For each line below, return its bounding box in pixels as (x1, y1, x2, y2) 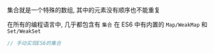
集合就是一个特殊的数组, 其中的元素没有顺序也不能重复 (7, 6, 161, 14)
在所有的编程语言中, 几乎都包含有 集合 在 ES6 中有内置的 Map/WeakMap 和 (7, 20, 208, 29)
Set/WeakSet (7, 28, 41, 35)
